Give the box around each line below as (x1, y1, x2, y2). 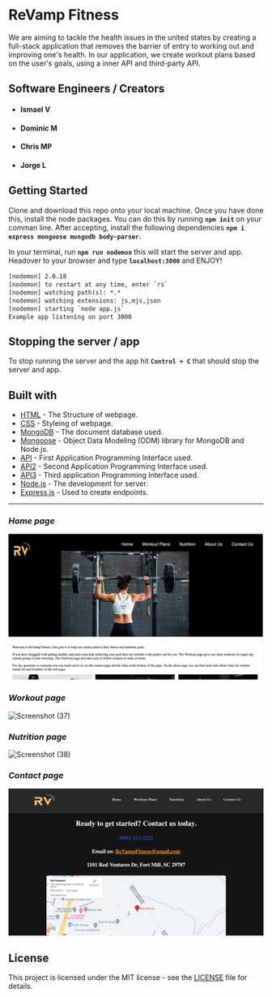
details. (8, 982, 33, 991)
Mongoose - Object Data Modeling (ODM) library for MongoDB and (19, 436, 244, 445)
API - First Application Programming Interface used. (19, 453, 193, 463)
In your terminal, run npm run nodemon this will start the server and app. (8, 247, 244, 256)
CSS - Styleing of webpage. (19, 419, 113, 428)
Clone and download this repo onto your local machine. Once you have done (8, 205, 264, 215)
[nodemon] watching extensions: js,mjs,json (8, 296, 161, 305)
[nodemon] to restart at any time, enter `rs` (8, 280, 168, 289)
